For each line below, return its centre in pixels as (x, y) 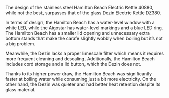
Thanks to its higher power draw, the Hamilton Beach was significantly (79, 74)
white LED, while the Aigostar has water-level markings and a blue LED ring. (84, 28)
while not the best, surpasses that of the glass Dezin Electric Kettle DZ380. (83, 13)
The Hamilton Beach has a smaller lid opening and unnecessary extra (78, 33)
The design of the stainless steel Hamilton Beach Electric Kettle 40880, (79, 7)
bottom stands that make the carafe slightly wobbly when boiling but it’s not (84, 38)
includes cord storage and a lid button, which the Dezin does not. (73, 64)
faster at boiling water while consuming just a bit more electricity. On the (81, 79)
